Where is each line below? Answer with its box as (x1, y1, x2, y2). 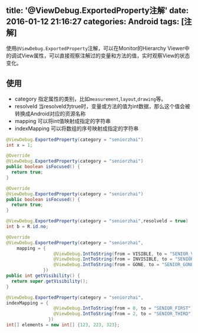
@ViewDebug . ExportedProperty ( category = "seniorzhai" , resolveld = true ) (6, 218, 189, 224)
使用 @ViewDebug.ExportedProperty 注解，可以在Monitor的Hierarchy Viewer (6, 44, 184, 51)
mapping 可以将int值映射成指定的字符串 (14, 117, 111, 124)
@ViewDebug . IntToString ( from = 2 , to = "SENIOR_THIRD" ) (53, 311, 194, 317)
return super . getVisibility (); (11, 278, 88, 284)
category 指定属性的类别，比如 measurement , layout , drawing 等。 (14, 95, 167, 102)
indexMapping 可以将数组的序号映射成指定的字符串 (14, 125, 139, 132)
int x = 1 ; (6, 142, 33, 148)
